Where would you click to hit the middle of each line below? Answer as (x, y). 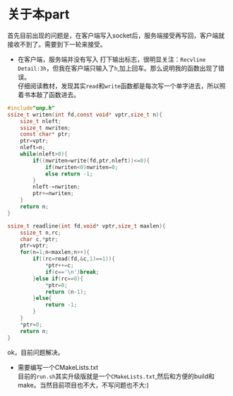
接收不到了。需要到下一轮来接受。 (57, 44)
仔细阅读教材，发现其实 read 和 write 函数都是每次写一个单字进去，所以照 (121, 86)
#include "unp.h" (31, 108)
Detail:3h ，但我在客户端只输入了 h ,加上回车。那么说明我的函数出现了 (118, 68)
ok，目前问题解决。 (36, 352)
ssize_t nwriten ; (46, 128)
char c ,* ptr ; (39, 239)
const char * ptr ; (46, 134)
